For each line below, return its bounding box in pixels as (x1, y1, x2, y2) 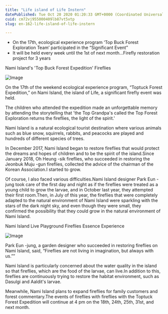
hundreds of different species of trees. (5, 135, 85, 141)
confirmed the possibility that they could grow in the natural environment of (5, 208, 161, 214)
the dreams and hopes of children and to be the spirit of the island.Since (5, 150, 154, 156)
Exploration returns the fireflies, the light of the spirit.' (5, 115, 115, 121)
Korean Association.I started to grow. (5, 166, 81, 172)
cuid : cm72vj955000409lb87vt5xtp (5, 16, 75, 21)
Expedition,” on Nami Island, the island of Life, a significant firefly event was (5, 89, 161, 95)
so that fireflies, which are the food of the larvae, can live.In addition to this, (5, 268, 161, 274)
